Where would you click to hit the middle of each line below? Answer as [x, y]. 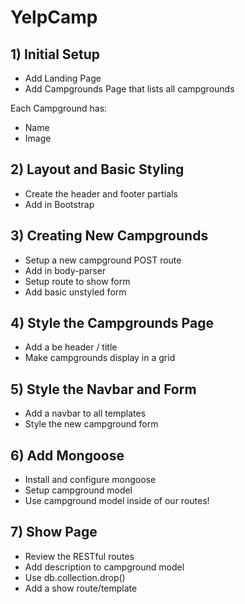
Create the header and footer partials [101, 193]
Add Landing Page [63, 78]
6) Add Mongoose [67, 455]
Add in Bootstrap [59, 204]
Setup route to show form [77, 281]
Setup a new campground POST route [103, 260]
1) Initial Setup [55, 54]
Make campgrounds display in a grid [100, 358]
